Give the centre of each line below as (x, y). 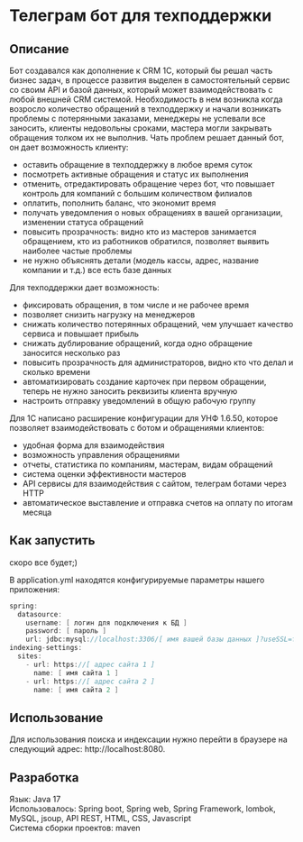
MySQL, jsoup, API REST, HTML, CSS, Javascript (101, 819)
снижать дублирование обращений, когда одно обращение (138, 343)
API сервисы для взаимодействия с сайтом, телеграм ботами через (154, 484)
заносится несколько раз (71, 353)
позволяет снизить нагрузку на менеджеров (109, 315)
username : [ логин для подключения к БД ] (106, 623)
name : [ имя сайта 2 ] (76, 690)
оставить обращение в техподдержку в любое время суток (137, 165)
